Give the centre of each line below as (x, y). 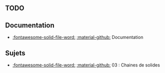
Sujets (15, 53)
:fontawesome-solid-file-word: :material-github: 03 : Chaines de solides (86, 65)
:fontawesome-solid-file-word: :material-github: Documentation (78, 37)
